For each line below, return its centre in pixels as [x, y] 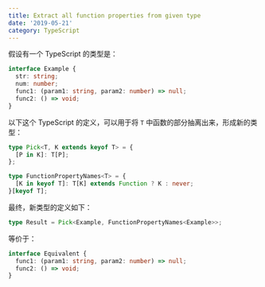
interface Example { [43, 69]
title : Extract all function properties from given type [105, 16]
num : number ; [37, 84]
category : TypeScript [44, 30]
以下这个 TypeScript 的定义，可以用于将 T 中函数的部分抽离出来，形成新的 [129, 122]
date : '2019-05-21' [41, 23]
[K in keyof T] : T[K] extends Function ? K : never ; [105, 184]
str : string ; [37, 76]
